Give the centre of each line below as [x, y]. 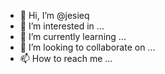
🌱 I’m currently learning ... [73, 36]
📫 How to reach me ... [66, 58]
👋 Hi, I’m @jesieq [54, 15]
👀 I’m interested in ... [62, 26]
